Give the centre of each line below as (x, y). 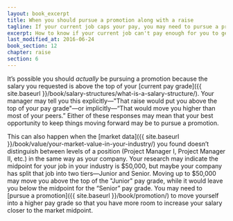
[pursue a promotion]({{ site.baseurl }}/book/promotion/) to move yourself (113, 195)
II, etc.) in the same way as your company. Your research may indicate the (113, 158)
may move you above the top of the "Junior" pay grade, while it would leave (115, 181)
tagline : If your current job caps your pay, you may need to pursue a (113, 26)
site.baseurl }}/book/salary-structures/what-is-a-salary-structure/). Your (111, 93)
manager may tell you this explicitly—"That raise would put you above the (112, 101)
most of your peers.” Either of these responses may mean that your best (110, 115)
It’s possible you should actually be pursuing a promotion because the (107, 79)
